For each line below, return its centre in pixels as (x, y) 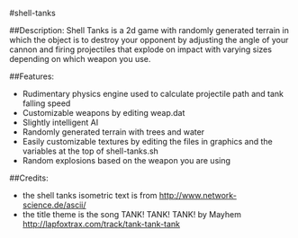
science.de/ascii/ (54, 205)
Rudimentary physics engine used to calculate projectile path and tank (153, 94)
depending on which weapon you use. (80, 59)
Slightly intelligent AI (60, 122)
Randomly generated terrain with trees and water (113, 132)
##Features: (32, 76)
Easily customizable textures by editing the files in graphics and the (147, 141)
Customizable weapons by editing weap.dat (104, 113)
